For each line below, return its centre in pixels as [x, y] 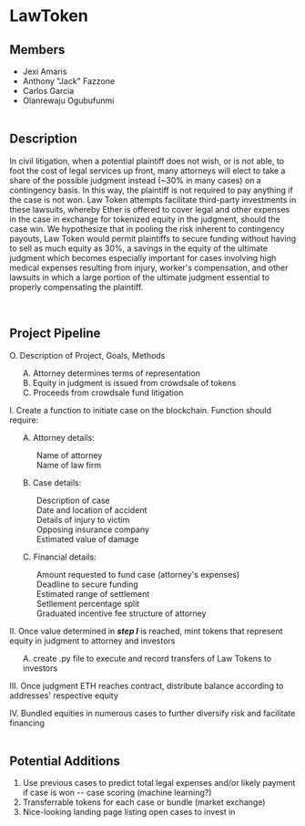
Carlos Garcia [48, 91]
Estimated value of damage [87, 538]
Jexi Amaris [45, 71]
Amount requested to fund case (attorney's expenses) [138, 574]
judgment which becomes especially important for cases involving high [143, 257]
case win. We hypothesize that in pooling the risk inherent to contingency [147, 228]
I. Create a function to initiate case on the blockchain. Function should [140, 410]
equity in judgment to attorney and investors [92, 641]
